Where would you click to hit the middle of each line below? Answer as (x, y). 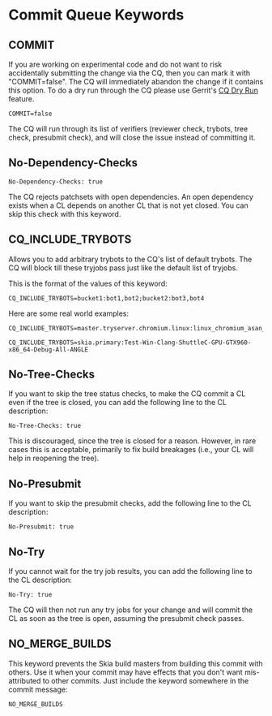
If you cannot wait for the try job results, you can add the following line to (130, 572)
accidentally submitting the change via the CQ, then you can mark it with (130, 73)
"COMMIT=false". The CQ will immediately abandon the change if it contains (136, 82)
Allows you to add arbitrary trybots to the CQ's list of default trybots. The (130, 259)
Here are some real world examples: (69, 313)
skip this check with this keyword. (65, 214)
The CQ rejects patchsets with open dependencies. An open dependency (131, 196)
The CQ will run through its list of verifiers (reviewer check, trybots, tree (128, 129)
